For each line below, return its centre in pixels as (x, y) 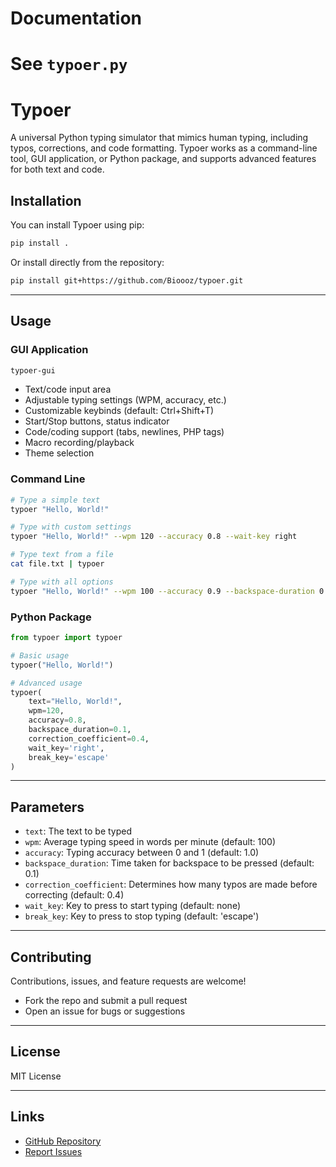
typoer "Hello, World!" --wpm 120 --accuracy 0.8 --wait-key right (154, 537)
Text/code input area (68, 389)
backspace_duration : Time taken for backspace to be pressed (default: (169, 863)
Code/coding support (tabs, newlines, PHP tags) (124, 432)
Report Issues (53, 1151)
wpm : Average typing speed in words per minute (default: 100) (150, 842)
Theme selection (59, 453)
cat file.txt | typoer (57, 564)
